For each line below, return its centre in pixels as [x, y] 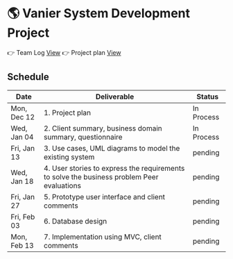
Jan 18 [22, 181]
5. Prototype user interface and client [104, 197]
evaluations [63, 185]
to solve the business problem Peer [101, 176]
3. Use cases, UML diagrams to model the [112, 148]
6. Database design [76, 221]
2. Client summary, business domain [103, 128]
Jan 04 [22, 137]
